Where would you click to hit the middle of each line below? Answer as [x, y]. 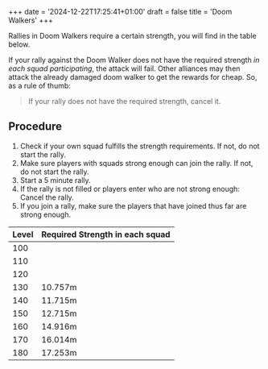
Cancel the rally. [47, 197]
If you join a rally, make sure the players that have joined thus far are [133, 205]
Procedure [35, 127]
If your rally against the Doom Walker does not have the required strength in [134, 60]
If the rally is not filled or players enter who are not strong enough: [130, 189]
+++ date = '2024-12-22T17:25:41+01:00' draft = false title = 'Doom [120, 12]
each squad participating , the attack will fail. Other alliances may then [124, 68]
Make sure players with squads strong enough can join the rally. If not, [136, 163]
